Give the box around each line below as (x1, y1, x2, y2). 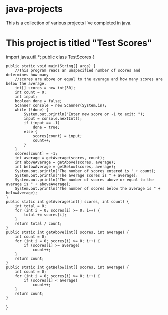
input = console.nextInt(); (24, 116, 82, 121)
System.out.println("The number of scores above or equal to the (15, 177, 154, 182)
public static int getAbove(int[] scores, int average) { (6, 230, 129, 235)
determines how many (6, 72, 49, 77)
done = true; (32, 125, 60, 130)
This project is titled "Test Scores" (6, 37, 152, 49)
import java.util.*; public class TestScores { (6, 54, 95, 60)
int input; (15, 94, 38, 99)
